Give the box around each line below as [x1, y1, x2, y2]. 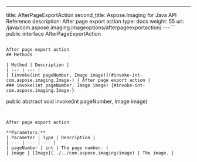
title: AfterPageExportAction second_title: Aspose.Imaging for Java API [6, 12, 177, 18]
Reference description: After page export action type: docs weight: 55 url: [6, 18, 185, 25]
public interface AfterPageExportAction [6, 30, 101, 37]
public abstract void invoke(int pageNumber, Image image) [6, 98, 148, 105]
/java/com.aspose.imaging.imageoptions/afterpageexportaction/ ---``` [6, 24, 175, 31]
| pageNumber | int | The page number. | [6, 145, 109, 151]
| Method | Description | [6, 62, 69, 68]
